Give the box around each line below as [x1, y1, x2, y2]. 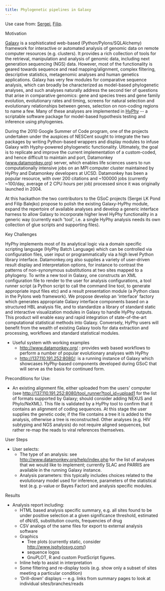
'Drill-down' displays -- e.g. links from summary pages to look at [19, 575, 151, 581]
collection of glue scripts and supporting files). [5, 222, 100, 228]
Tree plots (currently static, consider [27, 539, 101, 545]
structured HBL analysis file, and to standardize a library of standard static [5, 304, 156, 310]
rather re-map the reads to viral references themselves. [12, 427, 125, 433]
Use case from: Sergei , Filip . [5, 21, 63, 27]
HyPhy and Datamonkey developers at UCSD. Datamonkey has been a [5, 170, 148, 176]
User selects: [12, 446, 39, 452]
